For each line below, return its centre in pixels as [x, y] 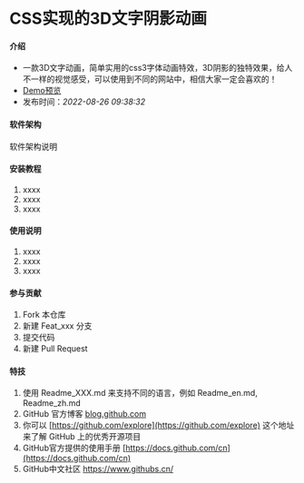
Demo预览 [42, 91]
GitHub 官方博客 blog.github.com [84, 414]
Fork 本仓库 [44, 315]
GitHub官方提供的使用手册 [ [74, 448]
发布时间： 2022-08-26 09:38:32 [84, 102]
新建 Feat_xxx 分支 [57, 326]
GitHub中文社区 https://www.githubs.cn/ [98, 469]
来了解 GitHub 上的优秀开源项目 [82, 437]
